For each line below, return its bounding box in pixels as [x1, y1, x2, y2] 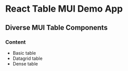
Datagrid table [12, 55, 43, 61]
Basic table [12, 50, 37, 56]
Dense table [12, 60, 38, 66]
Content [5, 39, 26, 46]
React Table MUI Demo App [5, 3, 123, 15]
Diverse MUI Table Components [5, 23, 108, 32]
